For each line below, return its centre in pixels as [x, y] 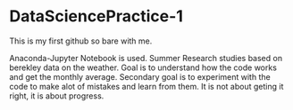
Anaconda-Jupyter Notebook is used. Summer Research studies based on [146, 58]
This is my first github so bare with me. [81, 41]
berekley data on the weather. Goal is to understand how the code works [143, 67]
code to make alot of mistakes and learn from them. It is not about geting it [146, 86]
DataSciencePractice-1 [96, 16]
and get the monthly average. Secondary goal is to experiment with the [140, 76]
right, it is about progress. [57, 96]
